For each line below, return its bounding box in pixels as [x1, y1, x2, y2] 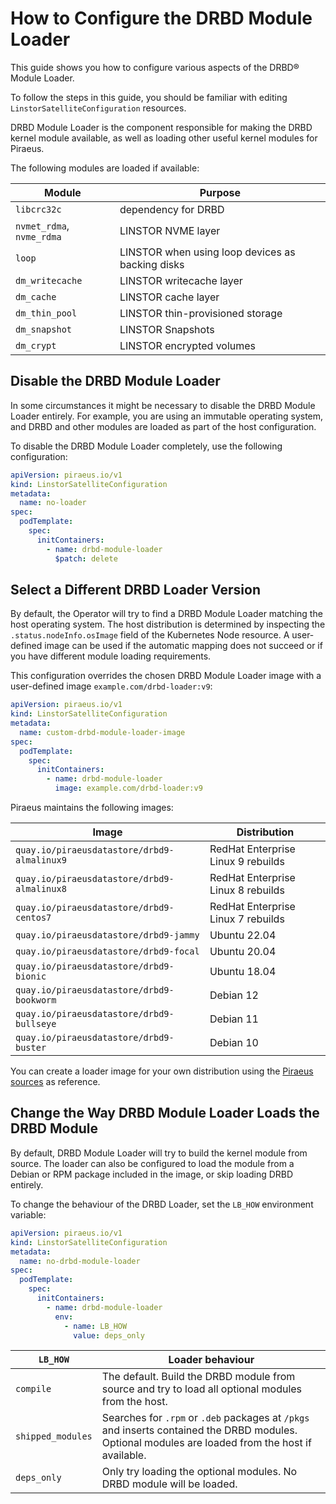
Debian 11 [209, 1012, 259, 1026]
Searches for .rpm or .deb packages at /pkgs [101, 1411, 310, 1425]
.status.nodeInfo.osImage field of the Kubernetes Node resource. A [10, 629, 290, 641]
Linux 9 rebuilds [209, 855, 285, 869]
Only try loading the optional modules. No [101, 1465, 298, 1479]
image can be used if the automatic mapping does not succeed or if [44, 640, 323, 652]
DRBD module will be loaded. [101, 1477, 238, 1491]
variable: [10, 1208, 47, 1221]
